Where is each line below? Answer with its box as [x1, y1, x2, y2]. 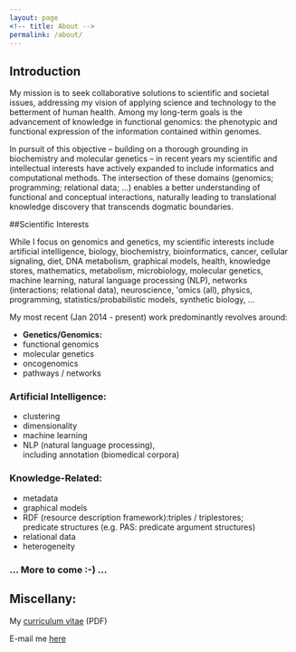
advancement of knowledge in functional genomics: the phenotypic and [9, 117, 278, 128]
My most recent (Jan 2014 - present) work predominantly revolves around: [9, 312, 288, 322]
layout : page [9, 13, 59, 23]
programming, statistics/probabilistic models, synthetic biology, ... [9, 294, 255, 305]
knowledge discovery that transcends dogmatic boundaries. [9, 201, 234, 213]
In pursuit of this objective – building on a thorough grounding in [9, 144, 249, 155]
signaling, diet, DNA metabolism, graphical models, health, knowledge [9, 255, 272, 267]
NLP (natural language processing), [22, 440, 156, 451]
